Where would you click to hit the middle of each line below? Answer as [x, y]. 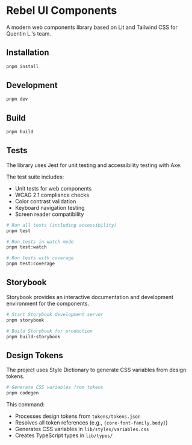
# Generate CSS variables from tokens [55, 387]
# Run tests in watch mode [40, 242]
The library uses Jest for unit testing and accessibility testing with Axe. [94, 165]
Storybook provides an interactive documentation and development [90, 297]
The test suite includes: [35, 177]
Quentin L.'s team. [29, 33]
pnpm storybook [25, 320]
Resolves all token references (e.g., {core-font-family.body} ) [91, 422]
